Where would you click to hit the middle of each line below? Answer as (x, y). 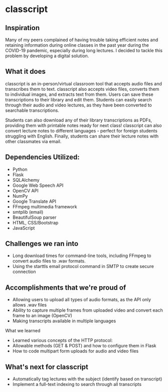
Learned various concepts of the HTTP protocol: (62, 340)
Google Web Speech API (38, 185)
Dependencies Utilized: (43, 157)
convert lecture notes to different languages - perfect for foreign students (81, 130)
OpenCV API (25, 190)
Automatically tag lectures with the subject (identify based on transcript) (87, 379)
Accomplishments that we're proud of (66, 287)
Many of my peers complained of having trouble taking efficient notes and (82, 40)
